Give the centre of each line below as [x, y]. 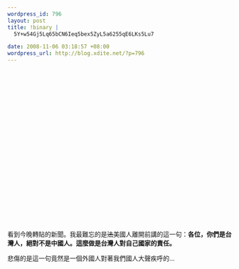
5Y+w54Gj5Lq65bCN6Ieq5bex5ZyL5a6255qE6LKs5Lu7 [84, 34]
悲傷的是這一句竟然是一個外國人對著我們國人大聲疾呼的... [91, 258]
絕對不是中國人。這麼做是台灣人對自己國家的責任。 [101, 243]
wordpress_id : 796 [34, 14]
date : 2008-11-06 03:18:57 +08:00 [59, 47]
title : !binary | [33, 27]
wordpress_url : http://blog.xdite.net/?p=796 [76, 54]
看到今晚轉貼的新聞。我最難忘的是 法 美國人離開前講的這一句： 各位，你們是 [116, 234]
